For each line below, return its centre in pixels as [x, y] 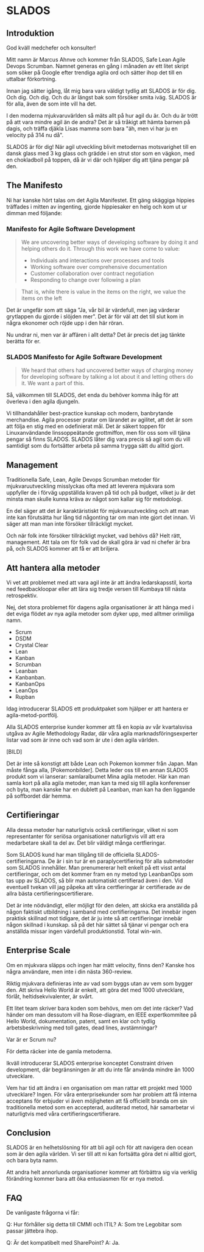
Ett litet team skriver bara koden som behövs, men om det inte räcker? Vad [100, 1008]
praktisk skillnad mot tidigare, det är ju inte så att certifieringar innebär [94, 918]
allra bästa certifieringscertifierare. [50, 893]
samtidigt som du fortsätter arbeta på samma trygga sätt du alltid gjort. [95, 446]
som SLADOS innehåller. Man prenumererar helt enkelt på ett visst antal [96, 867]
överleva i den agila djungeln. [43, 402]
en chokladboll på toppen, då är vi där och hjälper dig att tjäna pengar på [98, 160]
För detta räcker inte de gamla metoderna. [59, 1051]
